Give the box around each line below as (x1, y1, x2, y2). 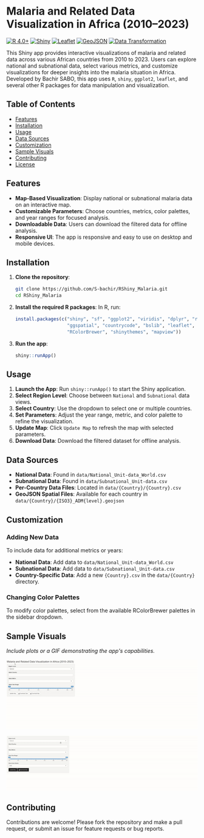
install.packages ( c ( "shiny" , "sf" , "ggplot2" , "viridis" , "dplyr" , (15, 316, 190, 322)
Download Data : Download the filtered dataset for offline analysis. (15, 437, 181, 445)
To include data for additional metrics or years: (6, 546, 123, 554)
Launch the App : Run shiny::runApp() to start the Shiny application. (15, 386, 186, 393)
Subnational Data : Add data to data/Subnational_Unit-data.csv (15, 565, 175, 572)
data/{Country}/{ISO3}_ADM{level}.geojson (15, 498, 124, 504)
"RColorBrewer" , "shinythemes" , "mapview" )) (66, 329, 182, 335)
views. (15, 398, 32, 406)
